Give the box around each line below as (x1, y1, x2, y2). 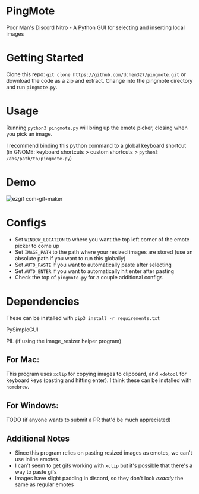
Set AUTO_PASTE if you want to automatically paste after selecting (14, 261, 172, 268)
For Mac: (6, 355, 40, 365)
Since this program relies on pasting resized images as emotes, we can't (14, 449, 192, 456)
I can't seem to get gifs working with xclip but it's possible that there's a (14, 462, 193, 469)
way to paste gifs (14, 468, 58, 476)
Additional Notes (6, 433, 70, 443)
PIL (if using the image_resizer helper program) (6, 337, 122, 344)
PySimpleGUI (6, 326, 39, 333)
